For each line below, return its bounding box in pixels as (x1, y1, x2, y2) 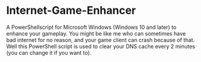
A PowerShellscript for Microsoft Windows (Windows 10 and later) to (6, 23, 177, 31)
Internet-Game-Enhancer (6, 4, 136, 17)
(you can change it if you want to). (6, 49, 92, 56)
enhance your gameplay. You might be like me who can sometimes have (6, 29, 186, 37)
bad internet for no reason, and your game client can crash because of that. (6, 36, 195, 43)
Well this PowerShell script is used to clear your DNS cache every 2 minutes (6, 43, 196, 50)
